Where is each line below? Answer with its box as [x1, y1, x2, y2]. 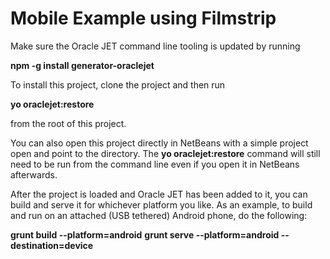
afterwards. [10, 168, 58, 181]
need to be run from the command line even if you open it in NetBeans [10, 158, 300, 170]
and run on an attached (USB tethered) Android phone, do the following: [10, 209, 308, 221]
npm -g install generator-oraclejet [10, 59, 155, 71]
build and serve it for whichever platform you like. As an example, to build [10, 198, 313, 211]
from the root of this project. [10, 117, 127, 129]
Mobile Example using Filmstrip [10, 7, 277, 30]
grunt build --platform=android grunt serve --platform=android [10, 228, 280, 241]
